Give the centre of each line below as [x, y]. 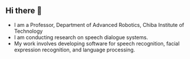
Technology [28, 31]
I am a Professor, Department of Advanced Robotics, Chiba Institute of [99, 25]
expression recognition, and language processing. [74, 50]
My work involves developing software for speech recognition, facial [97, 43]
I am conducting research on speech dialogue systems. [81, 37]
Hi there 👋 [24, 11]
